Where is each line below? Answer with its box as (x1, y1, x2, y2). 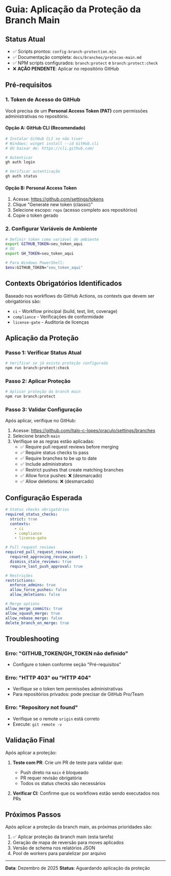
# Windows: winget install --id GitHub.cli (5, 141, 99, 146)
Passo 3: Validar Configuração (5, 406, 82, 413)
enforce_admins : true (10, 582, 56, 588)
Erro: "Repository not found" (5, 704, 78, 711)
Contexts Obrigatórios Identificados (5, 279, 122, 288)
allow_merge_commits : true (5, 606, 63, 611)
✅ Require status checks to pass (20, 450, 89, 456)
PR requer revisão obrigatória (20, 775, 82, 781)
